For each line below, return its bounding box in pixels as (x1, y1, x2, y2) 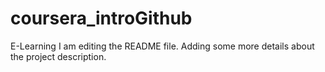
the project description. (10, 50, 107, 62)
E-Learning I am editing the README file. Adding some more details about (10, 40, 315, 52)
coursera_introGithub (10, 7, 193, 30)
